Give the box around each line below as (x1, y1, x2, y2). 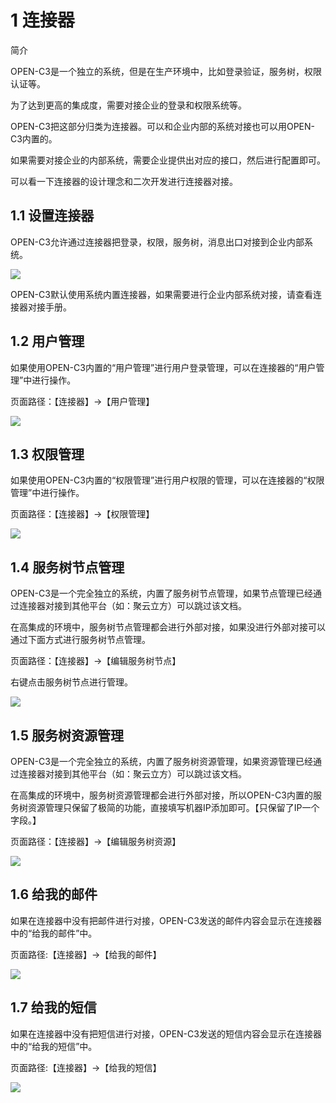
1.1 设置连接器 (10, 207, 95, 225)
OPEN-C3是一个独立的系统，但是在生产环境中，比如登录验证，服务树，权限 (10, 65, 322, 77)
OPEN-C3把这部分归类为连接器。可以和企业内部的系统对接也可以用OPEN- (10, 120, 315, 132)
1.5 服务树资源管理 (10, 727, 124, 744)
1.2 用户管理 (10, 333, 85, 350)
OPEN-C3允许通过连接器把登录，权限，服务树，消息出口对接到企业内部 (10, 236, 305, 248)
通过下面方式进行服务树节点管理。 (10, 634, 151, 646)
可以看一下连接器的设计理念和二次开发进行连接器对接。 (10, 175, 238, 187)
